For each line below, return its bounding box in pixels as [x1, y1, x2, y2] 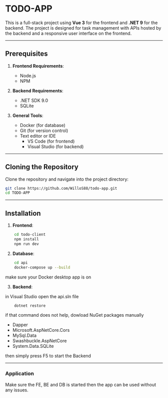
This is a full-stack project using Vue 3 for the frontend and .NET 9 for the [5, 20, 158, 26]
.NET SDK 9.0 [19, 97, 48, 103]
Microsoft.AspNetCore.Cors [12, 327, 70, 333]
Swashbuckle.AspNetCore [12, 338, 67, 344]
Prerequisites [5, 50, 48, 58]
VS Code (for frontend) [27, 138, 75, 144]
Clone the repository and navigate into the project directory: [5, 176, 129, 182]
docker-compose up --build [14, 264, 70, 270]
